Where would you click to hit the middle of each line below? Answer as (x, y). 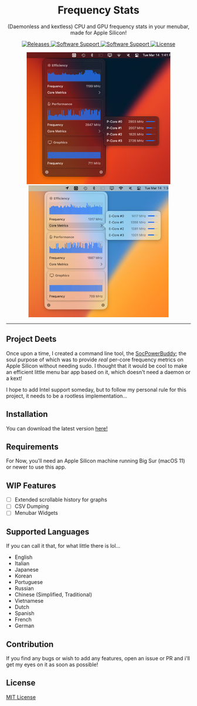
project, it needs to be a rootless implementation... (67, 396)
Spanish (24, 613)
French (23, 620)
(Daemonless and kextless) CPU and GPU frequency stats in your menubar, (98, 26)
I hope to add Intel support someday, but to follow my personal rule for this (96, 389)
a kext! (14, 378)
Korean (23, 576)
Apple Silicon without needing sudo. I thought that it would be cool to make (97, 366)
